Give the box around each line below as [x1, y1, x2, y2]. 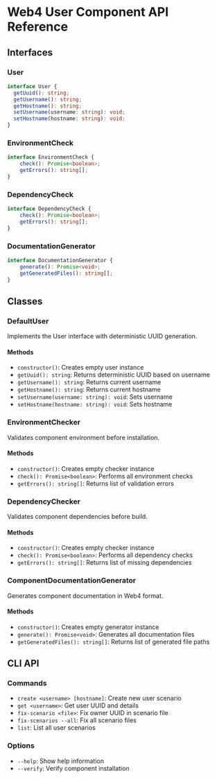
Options [7, 741, 35, 751]
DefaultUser [7, 316, 49, 326]
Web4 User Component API [7, 4, 169, 20]
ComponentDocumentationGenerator [7, 576, 137, 585]
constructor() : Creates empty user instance [17, 363, 144, 372]
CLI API [7, 658, 40, 669]
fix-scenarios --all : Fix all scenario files [17, 716, 137, 725]
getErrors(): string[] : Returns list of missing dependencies [17, 558, 192, 567]
